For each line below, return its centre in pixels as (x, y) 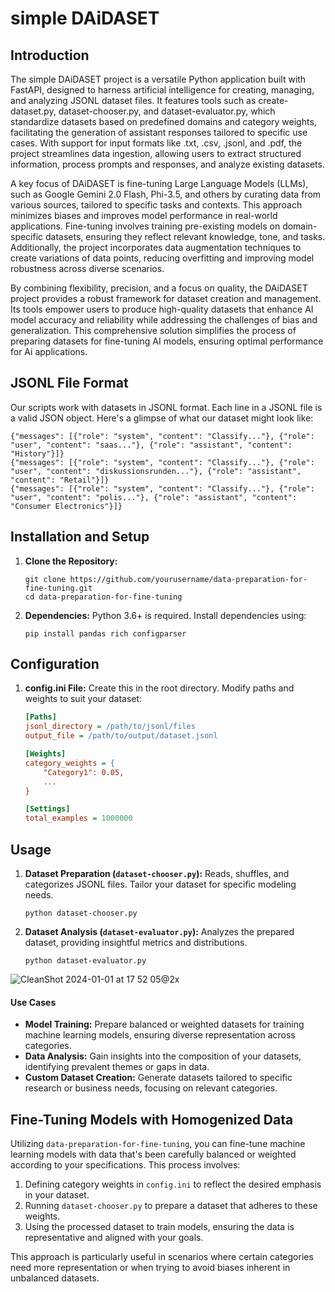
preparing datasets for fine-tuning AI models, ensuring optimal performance (167, 341)
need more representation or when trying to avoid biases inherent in (150, 1268)
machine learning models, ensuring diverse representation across (160, 1035)
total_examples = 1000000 (78, 818)
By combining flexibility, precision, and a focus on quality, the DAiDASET (159, 288)
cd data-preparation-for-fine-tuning (103, 597)
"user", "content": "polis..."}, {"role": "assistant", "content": (154, 497)
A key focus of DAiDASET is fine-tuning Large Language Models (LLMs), (159, 183)
